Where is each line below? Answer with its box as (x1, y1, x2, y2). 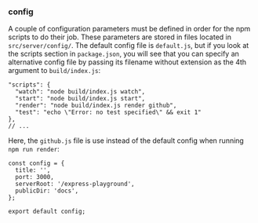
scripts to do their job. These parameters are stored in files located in (8, 32, 231, 42)
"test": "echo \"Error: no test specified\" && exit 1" (15, 108, 202, 116)
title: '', (15, 166, 51, 174)
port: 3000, (15, 174, 55, 181)
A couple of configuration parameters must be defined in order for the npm (8, 24, 251, 34)
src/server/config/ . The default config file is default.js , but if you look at (8, 41, 249, 50)
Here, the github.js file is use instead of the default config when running (8, 136, 245, 145)
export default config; (8, 207, 86, 216)
